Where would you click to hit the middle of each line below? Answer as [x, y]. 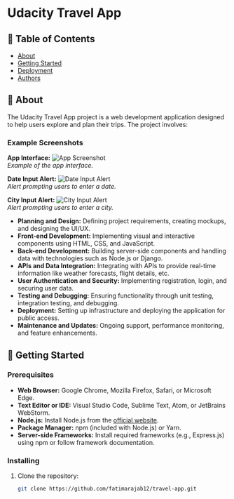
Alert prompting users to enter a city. [61, 208]
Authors [29, 78]
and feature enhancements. [57, 333]
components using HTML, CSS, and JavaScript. [86, 244]
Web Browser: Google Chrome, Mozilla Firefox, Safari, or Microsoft [114, 390]
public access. [38, 318]
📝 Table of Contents [51, 39]
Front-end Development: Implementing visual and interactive [106, 236]
